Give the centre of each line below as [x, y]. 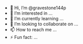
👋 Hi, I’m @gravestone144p [38, 8]
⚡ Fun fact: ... [24, 37]
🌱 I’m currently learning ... [37, 18]
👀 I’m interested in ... [31, 13]
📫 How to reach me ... [33, 30]
